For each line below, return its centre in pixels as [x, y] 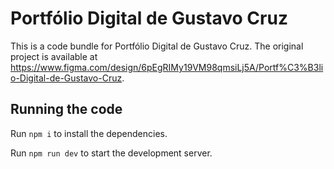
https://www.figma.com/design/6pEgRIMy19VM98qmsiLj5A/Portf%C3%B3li [167, 67]
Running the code [66, 109]
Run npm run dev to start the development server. [111, 153]
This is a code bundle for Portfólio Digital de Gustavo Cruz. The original [157, 46]
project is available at [54, 56]
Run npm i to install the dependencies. [89, 133]
